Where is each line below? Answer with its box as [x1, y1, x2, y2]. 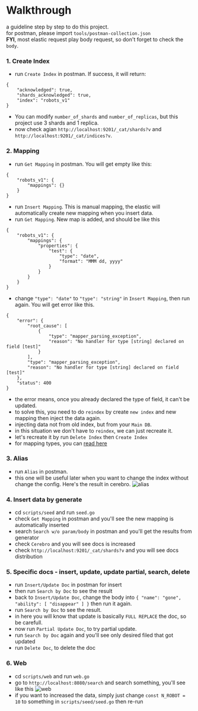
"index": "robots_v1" [17, 97, 70, 104]
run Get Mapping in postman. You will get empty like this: [14, 160, 152, 167]
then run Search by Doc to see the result [14, 588, 113, 595]
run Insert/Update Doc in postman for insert [14, 581, 122, 588]
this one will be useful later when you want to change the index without [14, 474, 189, 481]
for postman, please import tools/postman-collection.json [6, 29, 151, 36]
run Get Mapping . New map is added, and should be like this [14, 215, 160, 223]
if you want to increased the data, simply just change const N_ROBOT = [14, 691, 186, 699]
